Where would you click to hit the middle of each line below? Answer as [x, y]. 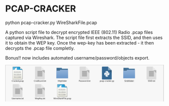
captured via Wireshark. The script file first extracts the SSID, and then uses [84, 37]
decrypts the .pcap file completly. [40, 48]
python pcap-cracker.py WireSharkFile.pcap [51, 22]
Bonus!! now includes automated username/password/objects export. [77, 57]
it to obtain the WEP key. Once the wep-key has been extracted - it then [80, 42]
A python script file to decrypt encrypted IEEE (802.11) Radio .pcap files [79, 32]
